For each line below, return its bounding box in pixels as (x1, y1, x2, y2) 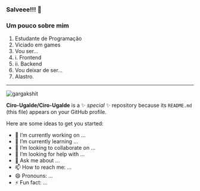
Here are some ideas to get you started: (6, 120, 104, 127)
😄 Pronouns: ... (14, 172, 54, 180)
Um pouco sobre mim (6, 21, 70, 29)
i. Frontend (14, 54, 42, 61)
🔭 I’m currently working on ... (14, 131, 86, 139)
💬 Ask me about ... (14, 157, 60, 164)
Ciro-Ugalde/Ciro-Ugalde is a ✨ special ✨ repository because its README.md (6, 101, 192, 109)
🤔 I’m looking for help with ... (14, 150, 85, 158)
